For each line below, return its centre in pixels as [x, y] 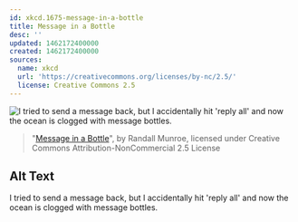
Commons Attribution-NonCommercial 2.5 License [126, 148]
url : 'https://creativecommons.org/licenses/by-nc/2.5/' [127, 77]
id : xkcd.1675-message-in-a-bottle [77, 18]
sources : [26, 60]
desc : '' [26, 34]
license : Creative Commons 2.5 [77, 85]
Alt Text [32, 176]
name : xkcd [38, 69]
